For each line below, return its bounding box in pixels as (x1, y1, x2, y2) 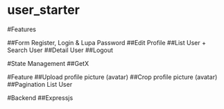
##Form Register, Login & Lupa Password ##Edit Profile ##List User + (7, 38, 207, 47)
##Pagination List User (7, 80, 73, 88)
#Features (7, 25, 37, 33)
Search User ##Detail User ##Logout (7, 46, 113, 54)
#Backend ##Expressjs (7, 93, 74, 102)
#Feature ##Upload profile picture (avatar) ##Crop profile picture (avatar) (7, 72, 218, 81)
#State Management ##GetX (7, 59, 89, 67)
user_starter (7, 2, 80, 18)
